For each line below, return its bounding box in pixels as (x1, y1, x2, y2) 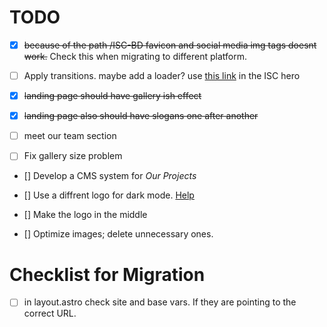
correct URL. (23, 307, 77, 320)
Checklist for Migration (9, 263, 206, 286)
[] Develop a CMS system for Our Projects (23, 170, 197, 182)
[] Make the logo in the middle (23, 209, 148, 221)
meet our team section (23, 130, 117, 142)
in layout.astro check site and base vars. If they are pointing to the (23, 296, 297, 308)
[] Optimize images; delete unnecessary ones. (23, 228, 214, 240)
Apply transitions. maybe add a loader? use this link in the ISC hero (23, 70, 301, 81)
